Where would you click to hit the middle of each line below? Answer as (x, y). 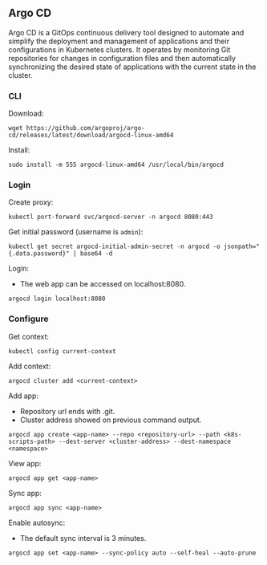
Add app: (23, 396)
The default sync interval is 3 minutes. (83, 538)
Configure (28, 319)
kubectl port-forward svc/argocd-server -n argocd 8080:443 (111, 217)
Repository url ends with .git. (67, 411)
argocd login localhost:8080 (57, 299)
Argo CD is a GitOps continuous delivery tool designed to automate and (126, 32)
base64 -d (96, 254)
